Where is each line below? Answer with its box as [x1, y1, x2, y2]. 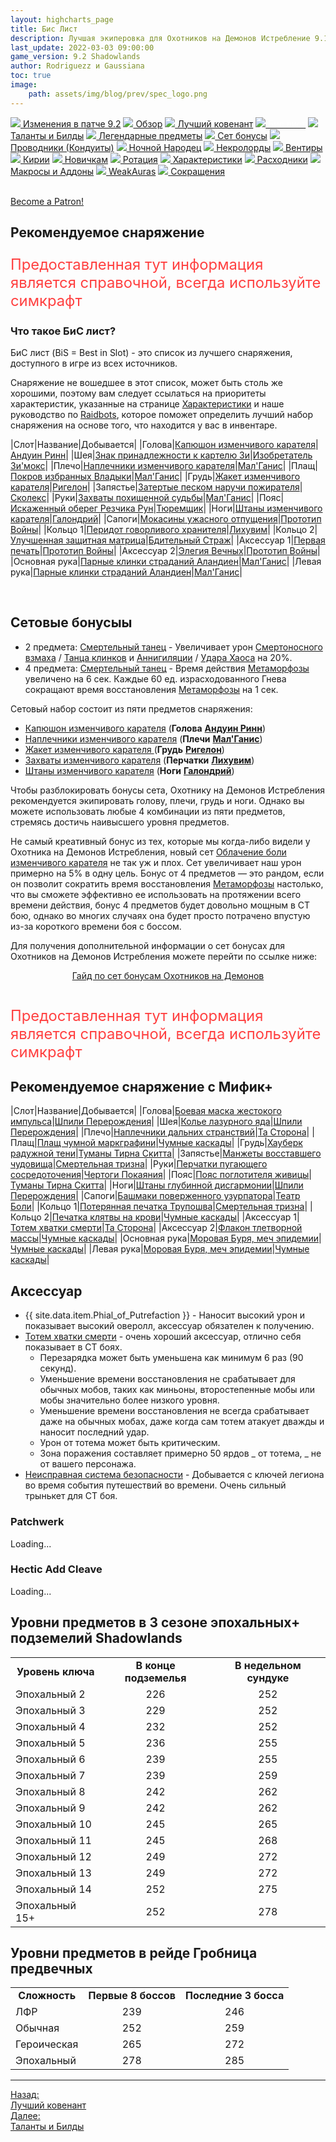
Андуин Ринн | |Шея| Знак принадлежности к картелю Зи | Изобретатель [10, 449, 313, 461]
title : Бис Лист [10, 24, 78, 34]
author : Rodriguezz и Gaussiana [10, 61, 145, 71]
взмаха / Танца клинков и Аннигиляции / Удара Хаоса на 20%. [24, 651, 293, 663]
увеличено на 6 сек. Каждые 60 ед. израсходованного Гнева [24, 672, 287, 685]
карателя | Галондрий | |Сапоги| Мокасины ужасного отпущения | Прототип [10, 512, 322, 525]
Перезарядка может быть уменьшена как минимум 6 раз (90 [39, 1352, 304, 1364]
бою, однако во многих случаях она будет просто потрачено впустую [10, 909, 311, 921]
